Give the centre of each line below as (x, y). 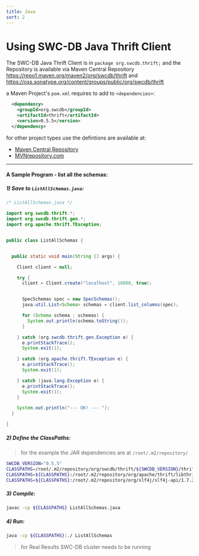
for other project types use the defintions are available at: (76, 138)
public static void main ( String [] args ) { (66, 256)
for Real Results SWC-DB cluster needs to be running (86, 547)
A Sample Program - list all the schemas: (57, 175)
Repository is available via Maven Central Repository (70, 69)
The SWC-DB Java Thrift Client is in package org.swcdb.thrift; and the (94, 63)
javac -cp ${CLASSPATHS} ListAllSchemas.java (63, 508)
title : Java (21, 12)
